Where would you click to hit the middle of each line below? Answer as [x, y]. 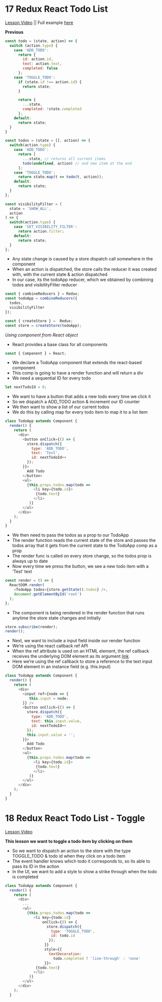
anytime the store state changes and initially [56, 618]
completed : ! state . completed [52, 109]
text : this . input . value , [56, 721]
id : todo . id [63, 936]
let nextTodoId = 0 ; [26, 387]
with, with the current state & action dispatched [60, 275]
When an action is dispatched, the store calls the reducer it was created [84, 269]
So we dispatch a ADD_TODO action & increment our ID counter [76, 402]
